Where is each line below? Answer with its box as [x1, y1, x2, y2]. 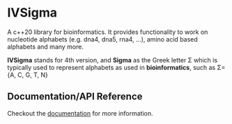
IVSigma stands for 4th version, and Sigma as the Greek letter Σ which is [7, 55, 218, 64]
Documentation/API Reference [7, 91, 143, 103]
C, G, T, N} [17, 71, 49, 79]
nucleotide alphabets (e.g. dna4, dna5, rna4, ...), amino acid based [7, 35, 199, 43]
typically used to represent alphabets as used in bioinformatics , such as [7, 63, 216, 71]
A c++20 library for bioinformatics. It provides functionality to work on [7, 28, 208, 36]
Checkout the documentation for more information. [7, 109, 153, 117]
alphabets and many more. [7, 42, 84, 51]
